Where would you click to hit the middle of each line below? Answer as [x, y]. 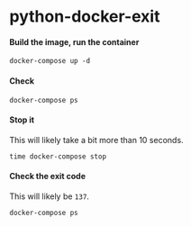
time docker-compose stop [58, 156]
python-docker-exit [85, 17]
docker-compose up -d [50, 61]
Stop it [22, 120]
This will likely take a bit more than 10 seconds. [96, 140]
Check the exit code [48, 176]
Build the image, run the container [74, 41]
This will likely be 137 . [50, 196]
